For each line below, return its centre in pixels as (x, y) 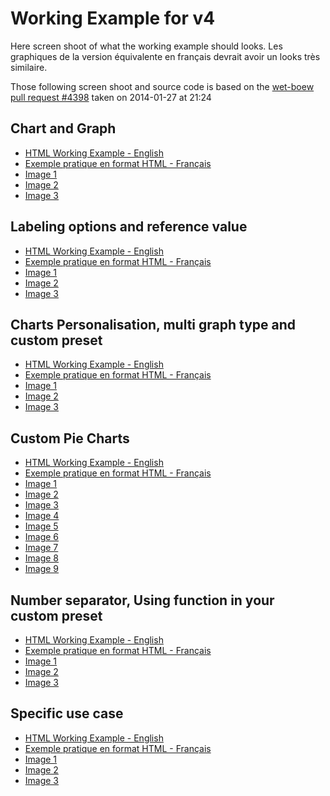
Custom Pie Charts (70, 438)
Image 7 (41, 548)
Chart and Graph (63, 128)
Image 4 (42, 516)
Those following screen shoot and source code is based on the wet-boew (162, 86)
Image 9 (42, 569)
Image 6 (42, 537)
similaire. (29, 67)
